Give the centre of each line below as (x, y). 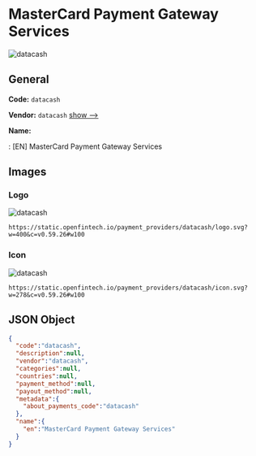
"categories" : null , (49, 369)
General (29, 79)
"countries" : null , (47, 376)
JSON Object (42, 320)
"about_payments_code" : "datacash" (81, 406)
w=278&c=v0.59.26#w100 (47, 295)
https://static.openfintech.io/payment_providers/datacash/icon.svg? (128, 288)
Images (28, 172)
